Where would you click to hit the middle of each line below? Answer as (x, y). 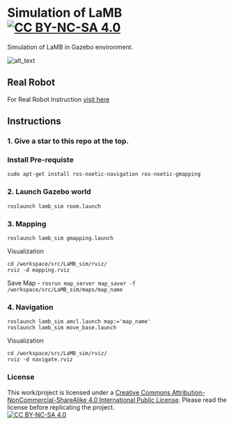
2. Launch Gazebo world (49, 192)
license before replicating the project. (61, 407)
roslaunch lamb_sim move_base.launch (62, 328)
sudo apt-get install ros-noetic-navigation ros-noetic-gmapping (104, 174)
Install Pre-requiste (41, 160)
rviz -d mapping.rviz (39, 270)
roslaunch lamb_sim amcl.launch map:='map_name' (79, 322)
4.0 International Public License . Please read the (157, 400)
